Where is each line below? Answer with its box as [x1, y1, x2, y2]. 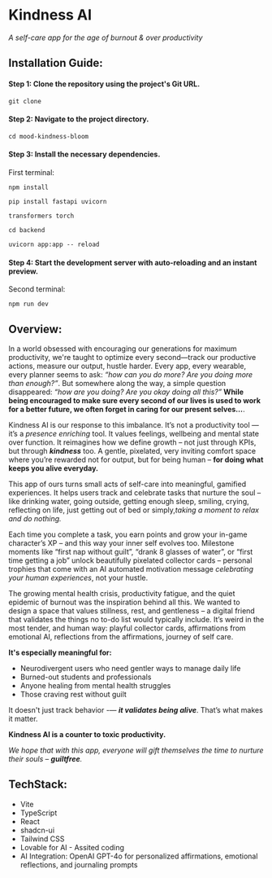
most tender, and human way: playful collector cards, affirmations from [8, 623, 246, 633]
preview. [8, 266, 39, 276]
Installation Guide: [8, 56, 103, 70]
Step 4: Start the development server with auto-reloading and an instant [8, 257, 257, 267]
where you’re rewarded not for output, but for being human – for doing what [8, 454, 264, 464]
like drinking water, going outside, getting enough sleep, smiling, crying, [8, 496, 249, 506]
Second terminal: [8, 284, 66, 294]
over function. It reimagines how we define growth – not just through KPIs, [8, 437, 257, 447]
